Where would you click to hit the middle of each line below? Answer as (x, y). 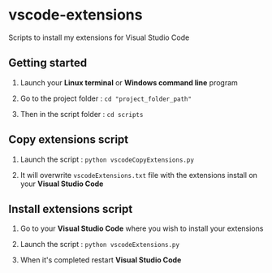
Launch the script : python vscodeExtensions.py (100, 245)
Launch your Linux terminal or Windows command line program (129, 82)
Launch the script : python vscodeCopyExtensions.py (107, 159)
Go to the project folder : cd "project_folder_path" (106, 98)
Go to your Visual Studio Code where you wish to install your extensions (142, 228)
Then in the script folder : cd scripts (82, 114)
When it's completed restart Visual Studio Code (101, 260)
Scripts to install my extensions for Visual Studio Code (99, 37)
